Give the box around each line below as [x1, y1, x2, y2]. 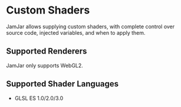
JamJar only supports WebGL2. [6, 62, 84, 69]
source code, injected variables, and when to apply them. [6, 29, 146, 36]
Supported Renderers [6, 46, 87, 56]
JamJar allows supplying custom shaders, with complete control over [6, 23, 175, 30]
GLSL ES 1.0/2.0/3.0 [14, 95, 64, 102]
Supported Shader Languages [6, 79, 119, 89]
